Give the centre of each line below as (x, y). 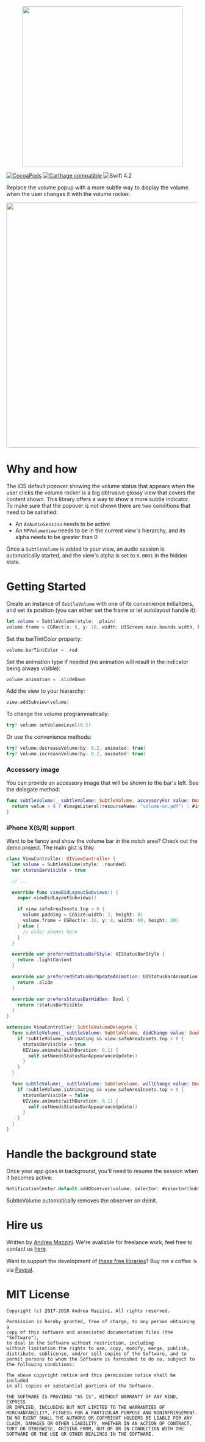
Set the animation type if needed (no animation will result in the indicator (98, 662)
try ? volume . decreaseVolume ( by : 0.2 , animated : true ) (76, 748)
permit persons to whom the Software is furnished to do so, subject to (101, 1359)
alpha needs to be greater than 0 (56, 537)
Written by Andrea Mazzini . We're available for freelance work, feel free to (99, 1242)
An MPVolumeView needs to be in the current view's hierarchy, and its (100, 530)
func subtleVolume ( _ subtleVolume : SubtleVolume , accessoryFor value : (98, 801)
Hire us (25, 1225)
